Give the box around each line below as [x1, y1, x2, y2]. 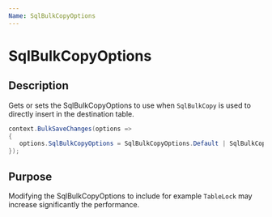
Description [8, 79, 69, 93]
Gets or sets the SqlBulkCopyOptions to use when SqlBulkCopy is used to [8, 100, 251, 110]
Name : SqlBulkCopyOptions [8, 11, 96, 20]
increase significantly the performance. [8, 199, 140, 209]
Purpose [8, 169, 53, 183]
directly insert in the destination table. [8, 108, 135, 118]
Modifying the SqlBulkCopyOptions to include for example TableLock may [8, 191, 253, 201]
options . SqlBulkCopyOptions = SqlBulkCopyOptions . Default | [19, 139, 227, 148]
